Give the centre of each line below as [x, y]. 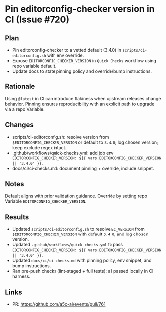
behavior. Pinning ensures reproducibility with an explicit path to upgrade [80, 104]
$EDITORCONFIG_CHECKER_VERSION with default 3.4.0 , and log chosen [80, 234]
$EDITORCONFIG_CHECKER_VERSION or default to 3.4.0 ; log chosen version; [85, 142]
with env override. [65, 55]
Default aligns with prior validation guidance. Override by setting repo [76, 196]
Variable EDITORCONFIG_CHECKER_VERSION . [46, 201]
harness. [21, 276]
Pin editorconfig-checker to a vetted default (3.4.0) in [67, 50]
